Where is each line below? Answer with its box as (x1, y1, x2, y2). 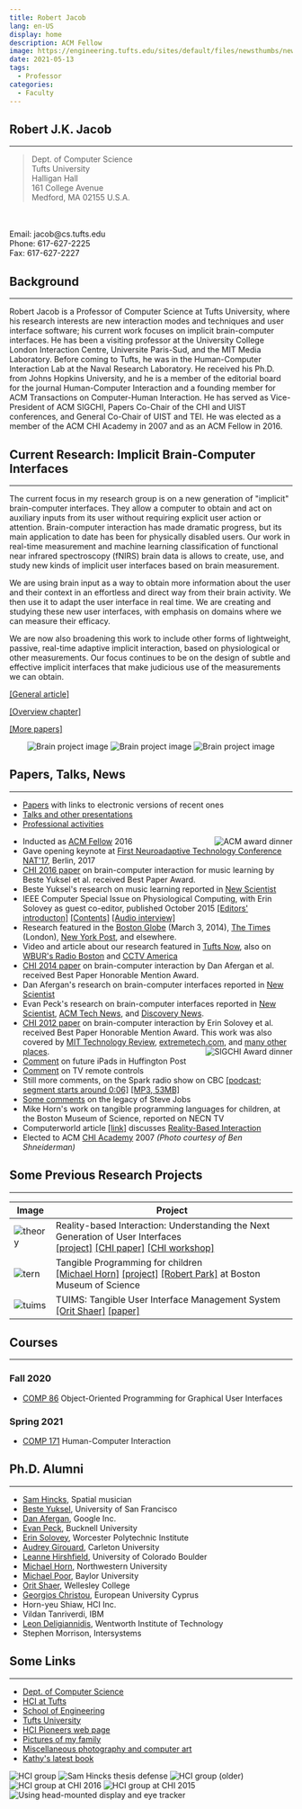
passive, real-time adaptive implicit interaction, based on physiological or (9, 642, 280, 653)
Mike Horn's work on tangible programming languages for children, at (22, 1103, 281, 1114)
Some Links (9, 1653, 76, 1669)
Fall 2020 (9, 1372, 52, 1385)
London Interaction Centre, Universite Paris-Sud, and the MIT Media (9, 344, 262, 355)
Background (9, 273, 79, 289)
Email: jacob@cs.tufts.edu (9, 228, 106, 239)
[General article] (9, 689, 70, 700)
